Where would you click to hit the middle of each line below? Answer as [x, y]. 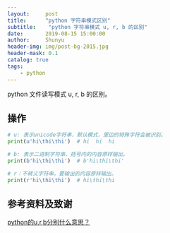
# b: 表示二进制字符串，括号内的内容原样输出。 [68, 155]
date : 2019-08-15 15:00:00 [56, 34]
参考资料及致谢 [40, 204]
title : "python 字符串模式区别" [59, 20]
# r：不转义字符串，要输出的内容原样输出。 [62, 174]
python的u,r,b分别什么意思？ [49, 222]
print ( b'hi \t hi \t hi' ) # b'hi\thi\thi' [66, 161]
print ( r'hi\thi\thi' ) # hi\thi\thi [61, 180]
